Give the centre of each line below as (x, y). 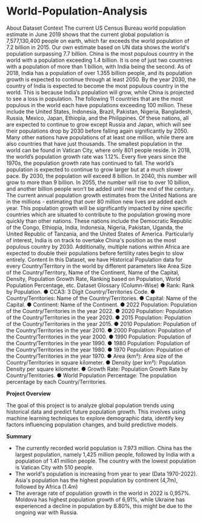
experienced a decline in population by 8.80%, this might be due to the (104, 506)
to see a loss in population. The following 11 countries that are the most (95, 99)
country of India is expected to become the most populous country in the (98, 85)
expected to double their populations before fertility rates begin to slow (95, 253)
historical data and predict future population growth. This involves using (96, 411)
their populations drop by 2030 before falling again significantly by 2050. (98, 131)
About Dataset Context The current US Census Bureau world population (96, 28)
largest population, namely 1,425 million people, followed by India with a (105, 454)
